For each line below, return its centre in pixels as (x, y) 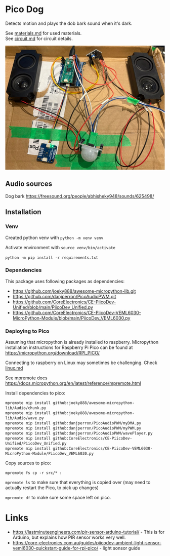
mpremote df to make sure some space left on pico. (58, 498)
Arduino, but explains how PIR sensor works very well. (69, 537)
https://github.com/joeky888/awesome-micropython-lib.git (74, 291)
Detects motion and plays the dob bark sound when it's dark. (69, 23)
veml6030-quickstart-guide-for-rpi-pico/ (55, 548)
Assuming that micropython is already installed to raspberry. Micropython (82, 342)
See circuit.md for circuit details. (39, 38)
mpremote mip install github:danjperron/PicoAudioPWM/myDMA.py (73, 423)
